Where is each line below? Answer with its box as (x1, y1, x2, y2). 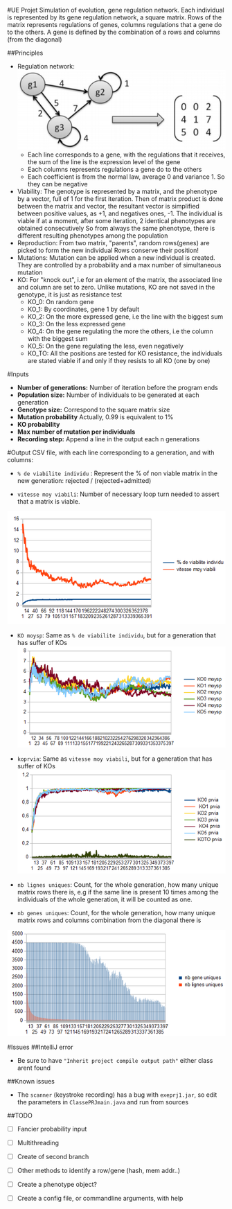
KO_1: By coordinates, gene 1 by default (27, 305, 140, 313)
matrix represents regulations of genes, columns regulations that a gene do (7, 21, 222, 28)
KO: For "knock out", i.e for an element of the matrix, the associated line (17, 275, 222, 283)
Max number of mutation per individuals (17, 427, 136, 436)
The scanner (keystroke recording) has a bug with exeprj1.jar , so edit (17, 1091, 217, 1099)
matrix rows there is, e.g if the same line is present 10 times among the (17, 888, 220, 897)
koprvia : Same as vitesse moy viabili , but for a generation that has (17, 754, 213, 763)
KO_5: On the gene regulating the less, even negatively (27, 342, 184, 350)
